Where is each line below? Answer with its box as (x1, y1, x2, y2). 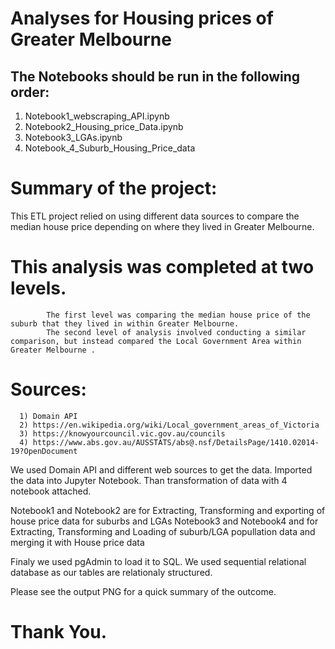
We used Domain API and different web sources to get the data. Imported (10, 463, 313, 476)
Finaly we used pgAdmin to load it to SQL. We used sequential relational (10, 555, 307, 567)
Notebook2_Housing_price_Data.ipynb (24, 121, 184, 132)
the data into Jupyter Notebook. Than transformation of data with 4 (10, 474, 288, 486)
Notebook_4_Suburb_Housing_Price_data (24, 142, 196, 154)
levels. (10, 277, 67, 300)
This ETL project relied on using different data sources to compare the (10, 210, 300, 222)
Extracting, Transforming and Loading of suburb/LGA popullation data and (10, 525, 316, 537)
